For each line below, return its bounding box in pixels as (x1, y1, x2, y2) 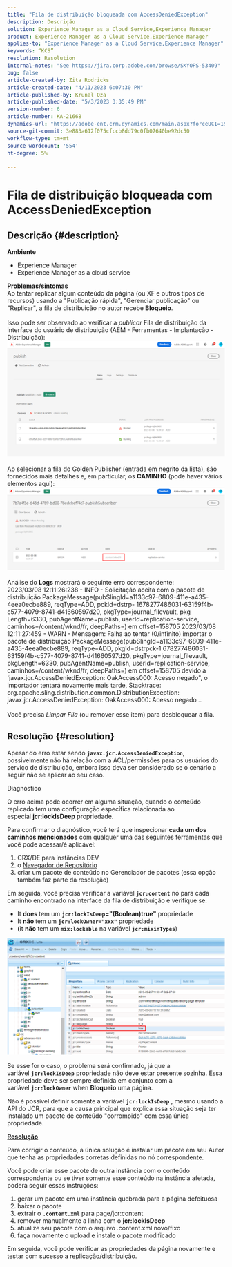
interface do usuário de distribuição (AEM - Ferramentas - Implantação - (7, 326, 214, 334)
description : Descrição (7, 18, 76, 26)
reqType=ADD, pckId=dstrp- (54, 601, 135, 609)
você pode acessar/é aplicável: (7, 840, 96, 849)
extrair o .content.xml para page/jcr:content (17, 1209, 144, 1218)
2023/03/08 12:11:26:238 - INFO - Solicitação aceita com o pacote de (7, 586, 205, 594)
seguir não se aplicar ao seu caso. (7, 771, 105, 780)
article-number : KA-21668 (7, 113, 81, 120)
